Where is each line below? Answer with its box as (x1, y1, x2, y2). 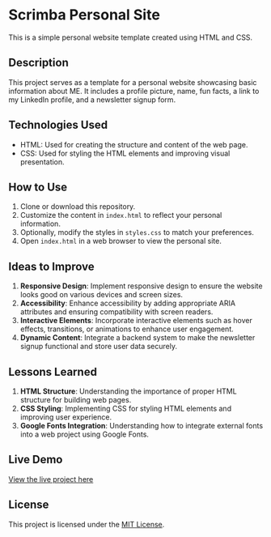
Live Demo (8, 453, 63, 467)
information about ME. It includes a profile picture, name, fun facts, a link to (8, 86, 260, 96)
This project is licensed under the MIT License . (8, 519, 165, 529)
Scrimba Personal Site (8, 6, 160, 24)
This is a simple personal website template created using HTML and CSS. (8, 32, 253, 42)
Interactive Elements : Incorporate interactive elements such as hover (19, 316, 252, 326)
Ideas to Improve (8, 259, 95, 273)
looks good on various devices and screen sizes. (19, 290, 184, 300)
